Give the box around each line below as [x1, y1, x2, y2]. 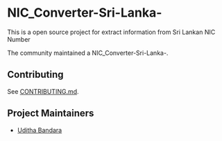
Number [7, 35, 31, 43]
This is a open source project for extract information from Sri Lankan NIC [7, 28, 216, 36]
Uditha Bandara [17, 126, 62, 134]
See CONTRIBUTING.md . [7, 87, 79, 95]
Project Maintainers [7, 108, 94, 119]
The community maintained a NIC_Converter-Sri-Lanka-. [7, 49, 169, 57]
